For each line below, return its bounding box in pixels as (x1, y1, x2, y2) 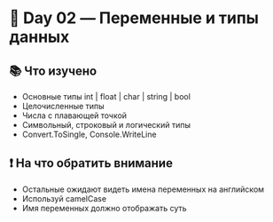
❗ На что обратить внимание (9, 155, 173, 171)
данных (9, 27, 70, 47)
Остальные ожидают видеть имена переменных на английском (21, 184, 264, 194)
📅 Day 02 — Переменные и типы (9, 8, 260, 28)
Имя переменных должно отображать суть (21, 202, 188, 213)
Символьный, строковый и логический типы (21, 120, 191, 130)
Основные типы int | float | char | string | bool (21, 91, 191, 101)
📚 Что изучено (9, 63, 97, 78)
